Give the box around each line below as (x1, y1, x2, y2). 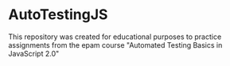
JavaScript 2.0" (8, 49, 60, 58)
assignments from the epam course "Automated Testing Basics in (8, 40, 223, 49)
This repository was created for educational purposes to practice (8, 32, 222, 41)
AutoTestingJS (8, 6, 108, 24)
